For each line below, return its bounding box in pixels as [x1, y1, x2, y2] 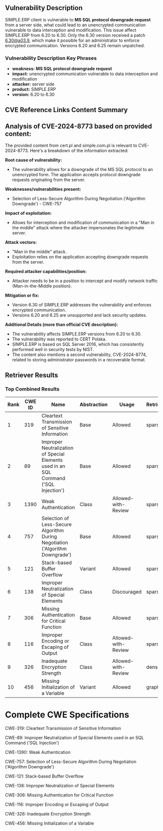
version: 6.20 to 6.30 [12, 92, 55, 98]
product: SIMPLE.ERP [12, 86, 56, 92]
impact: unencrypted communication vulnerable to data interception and [12, 71, 158, 77]
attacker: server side [12, 81, 55, 87]
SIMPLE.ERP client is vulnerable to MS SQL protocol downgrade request [5, 17, 151, 22]
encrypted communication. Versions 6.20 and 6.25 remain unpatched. [5, 42, 145, 48]
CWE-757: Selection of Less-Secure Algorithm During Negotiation [5, 759, 137, 764]
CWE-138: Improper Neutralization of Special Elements [5, 782, 114, 788]
